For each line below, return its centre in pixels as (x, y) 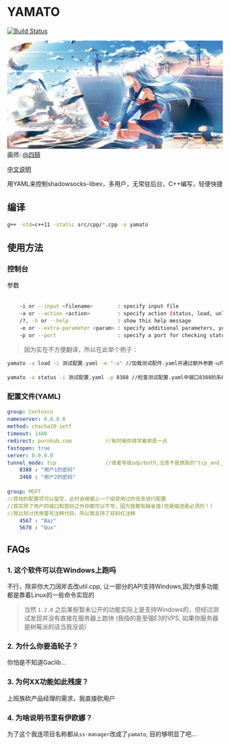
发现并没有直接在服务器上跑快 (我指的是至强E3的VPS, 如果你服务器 (124, 618)
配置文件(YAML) (34, 397)
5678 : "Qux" (38, 528)
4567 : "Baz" (38, 520)
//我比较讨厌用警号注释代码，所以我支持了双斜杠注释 (71, 513)
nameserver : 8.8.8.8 (37, 420)
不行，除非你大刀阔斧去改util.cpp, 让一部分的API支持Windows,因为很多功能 (113, 586)
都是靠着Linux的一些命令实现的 (51, 595)
